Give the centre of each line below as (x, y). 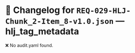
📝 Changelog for (40, 10)
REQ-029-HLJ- (104, 11)
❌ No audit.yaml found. (29, 45)
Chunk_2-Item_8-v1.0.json (59, 22)
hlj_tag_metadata (42, 31)
